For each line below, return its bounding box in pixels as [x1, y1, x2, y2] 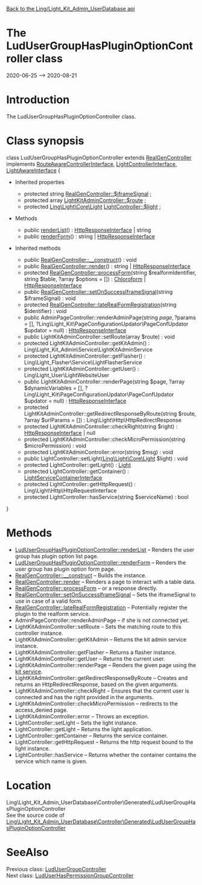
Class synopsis [6, 134, 84, 148]
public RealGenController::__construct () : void [24, 256, 137, 263]
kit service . [14, 668, 43, 675]
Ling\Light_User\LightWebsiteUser [24, 371, 110, 379]
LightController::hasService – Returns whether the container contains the [14, 751, 197, 758]
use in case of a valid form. [14, 597, 83, 604]
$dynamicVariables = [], [24, 384, 84, 392]
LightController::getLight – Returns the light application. [14, 725, 153, 732]
